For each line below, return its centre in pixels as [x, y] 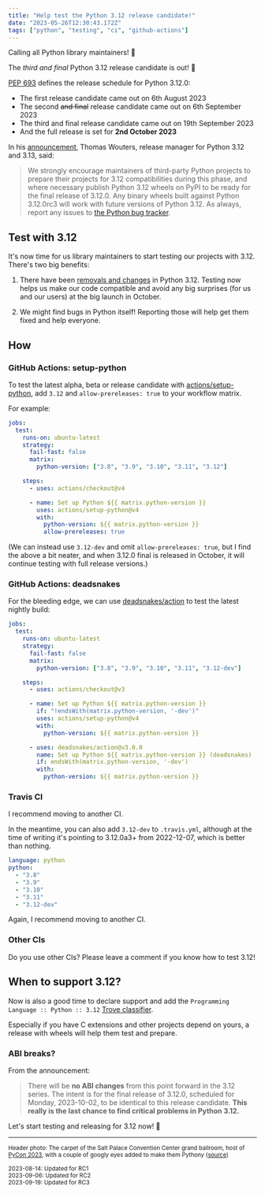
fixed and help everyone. [60, 321]
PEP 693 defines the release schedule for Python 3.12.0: [99, 83]
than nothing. [30, 846]
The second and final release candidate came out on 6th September [131, 106]
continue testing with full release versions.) [78, 564]
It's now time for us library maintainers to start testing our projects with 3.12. [132, 256]
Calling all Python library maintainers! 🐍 [72, 53]
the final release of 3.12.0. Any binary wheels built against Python [133, 196]
